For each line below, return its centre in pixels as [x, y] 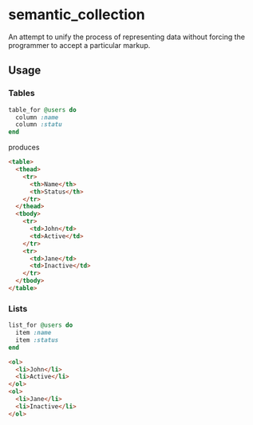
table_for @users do [43, 109]
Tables [22, 93]
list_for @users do [41, 325]
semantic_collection [77, 15]
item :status [37, 340]
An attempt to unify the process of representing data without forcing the [127, 37]
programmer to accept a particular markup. [79, 45]
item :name [34, 333]
